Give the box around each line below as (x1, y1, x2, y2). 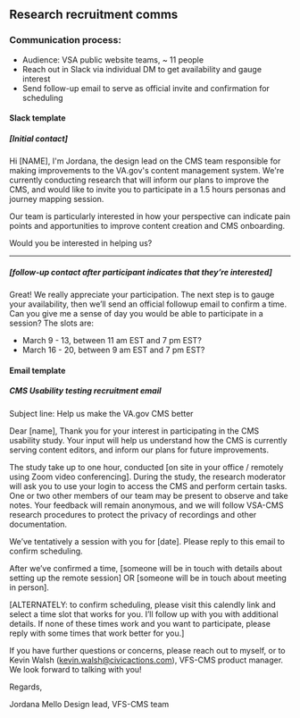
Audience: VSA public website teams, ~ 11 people (21, 54, 204, 65)
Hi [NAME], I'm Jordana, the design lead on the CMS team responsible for (9, 156, 281, 166)
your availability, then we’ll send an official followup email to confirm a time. (9, 299, 287, 309)
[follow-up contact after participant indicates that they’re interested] (9, 266, 272, 277)
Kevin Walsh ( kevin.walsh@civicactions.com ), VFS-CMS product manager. (9, 655, 284, 665)
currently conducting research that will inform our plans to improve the (9, 174, 270, 186)
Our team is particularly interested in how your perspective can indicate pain (9, 211, 291, 222)
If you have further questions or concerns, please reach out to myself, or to (9, 645, 286, 655)
